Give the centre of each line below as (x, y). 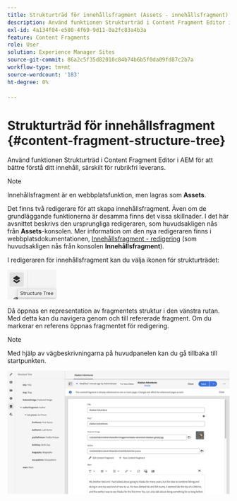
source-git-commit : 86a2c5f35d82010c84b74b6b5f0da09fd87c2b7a (101, 60)
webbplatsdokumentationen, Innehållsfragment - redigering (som (102, 239)
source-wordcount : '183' (44, 74)
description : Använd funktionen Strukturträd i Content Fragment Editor (116, 22)
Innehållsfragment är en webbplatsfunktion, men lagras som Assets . (107, 195)
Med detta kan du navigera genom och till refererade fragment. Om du (109, 318)
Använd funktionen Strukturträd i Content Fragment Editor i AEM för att (110, 160)
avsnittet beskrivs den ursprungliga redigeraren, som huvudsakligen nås (113, 224)
